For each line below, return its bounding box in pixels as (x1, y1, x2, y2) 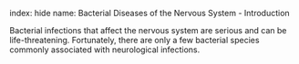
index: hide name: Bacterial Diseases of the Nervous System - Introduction (9, 8, 290, 18)
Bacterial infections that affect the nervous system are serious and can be (9, 25, 287, 35)
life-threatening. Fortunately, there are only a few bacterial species (9, 35, 260, 45)
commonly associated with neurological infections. (9, 44, 201, 55)
